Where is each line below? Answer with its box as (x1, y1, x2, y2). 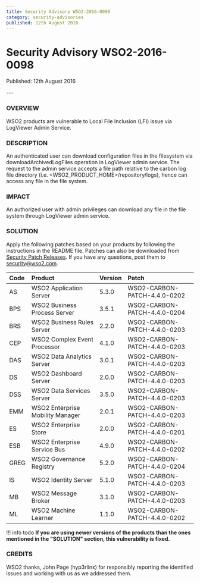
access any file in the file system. (6, 177, 88, 184)
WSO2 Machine (31, 506, 76, 515)
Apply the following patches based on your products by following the (6, 240, 176, 247)
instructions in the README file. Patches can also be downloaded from (6, 247, 180, 254)
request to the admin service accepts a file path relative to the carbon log (6, 165, 186, 172)
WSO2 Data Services (31, 386, 90, 394)
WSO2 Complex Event (31, 335, 94, 343)
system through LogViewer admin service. (6, 212, 110, 220)
